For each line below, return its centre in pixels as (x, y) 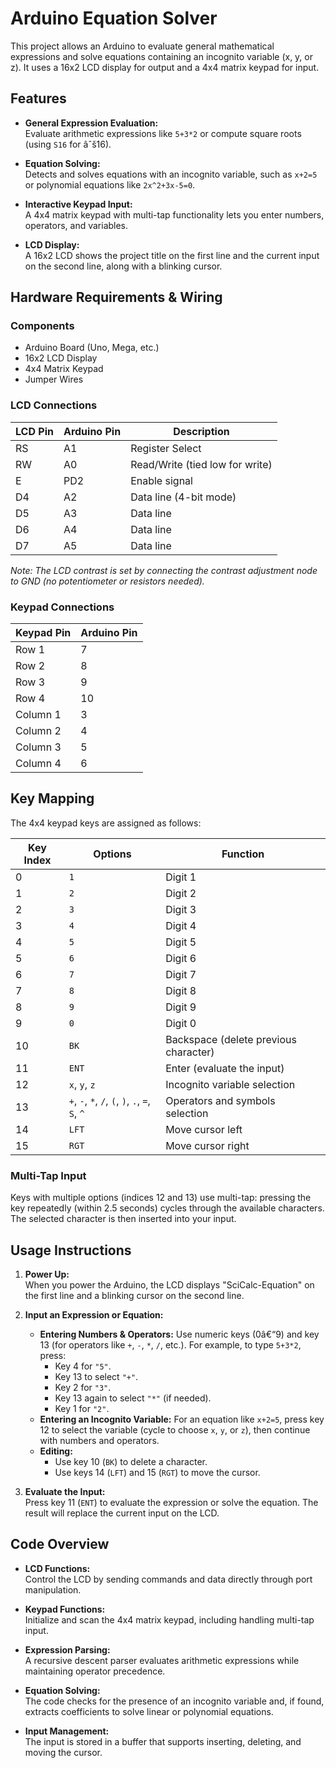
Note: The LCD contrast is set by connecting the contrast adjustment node (164, 570)
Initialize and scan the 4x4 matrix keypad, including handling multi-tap (169, 1619)
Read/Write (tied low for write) (201, 464)
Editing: (56, 1451)
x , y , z (82, 1084)
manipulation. (53, 1589)
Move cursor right (207, 1145)
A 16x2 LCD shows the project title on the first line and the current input (172, 255)
